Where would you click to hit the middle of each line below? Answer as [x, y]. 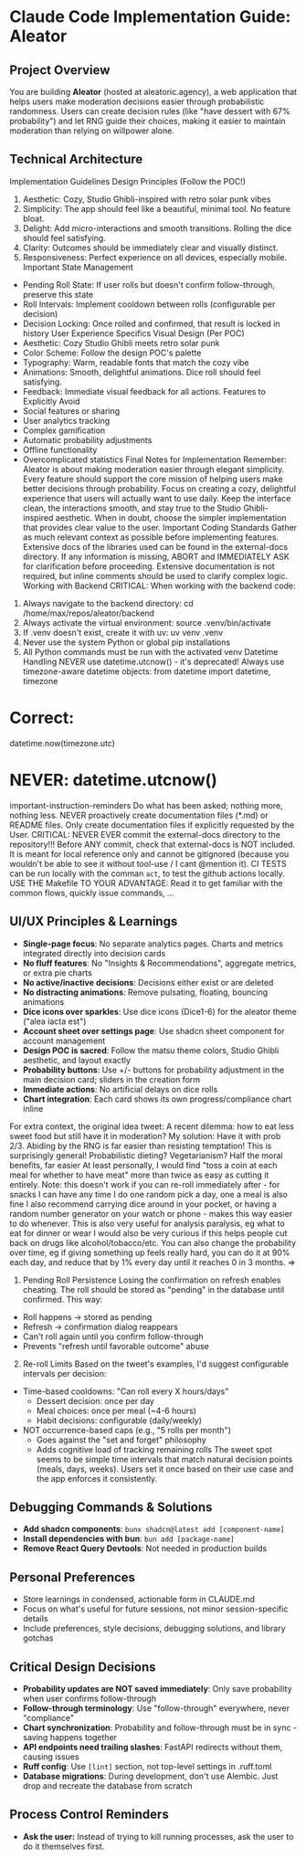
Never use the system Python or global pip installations [127, 642]
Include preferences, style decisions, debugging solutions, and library [154, 1629]
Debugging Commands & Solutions [111, 1507]
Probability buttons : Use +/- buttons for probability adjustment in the [153, 1070]
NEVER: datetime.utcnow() [113, 780]
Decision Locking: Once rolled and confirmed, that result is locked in [151, 323]
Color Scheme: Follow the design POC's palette [112, 353]
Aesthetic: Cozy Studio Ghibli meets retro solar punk [121, 343]
